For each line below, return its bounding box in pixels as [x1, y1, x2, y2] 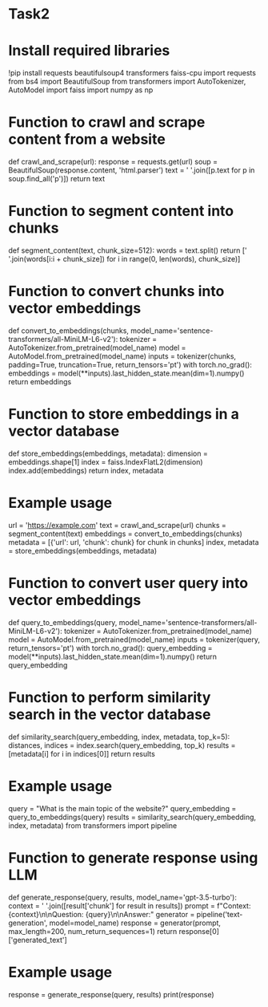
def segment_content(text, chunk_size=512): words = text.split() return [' [8, 246, 247, 255]
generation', [8, 918, 48, 928]
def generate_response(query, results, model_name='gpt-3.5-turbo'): [8, 892, 238, 902]
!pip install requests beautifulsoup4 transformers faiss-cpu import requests [8, 68, 256, 78]
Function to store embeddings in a [8, 405, 240, 424]
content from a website [8, 130, 166, 148]
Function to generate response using [8, 848, 258, 867]
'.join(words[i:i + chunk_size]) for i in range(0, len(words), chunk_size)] [8, 254, 241, 263]
